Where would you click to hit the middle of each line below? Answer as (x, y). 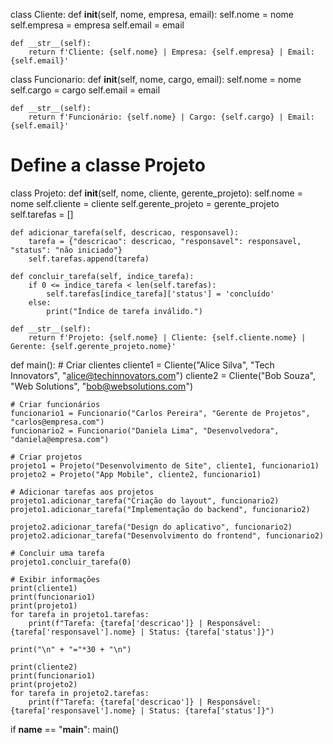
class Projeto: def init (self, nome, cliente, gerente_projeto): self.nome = (156, 193)
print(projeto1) (44, 605)
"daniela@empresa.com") (60, 439)
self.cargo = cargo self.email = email (85, 90)
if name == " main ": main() (65, 729)
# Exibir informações (55, 579)
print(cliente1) (44, 588)
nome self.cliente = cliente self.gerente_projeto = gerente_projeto (145, 203)
